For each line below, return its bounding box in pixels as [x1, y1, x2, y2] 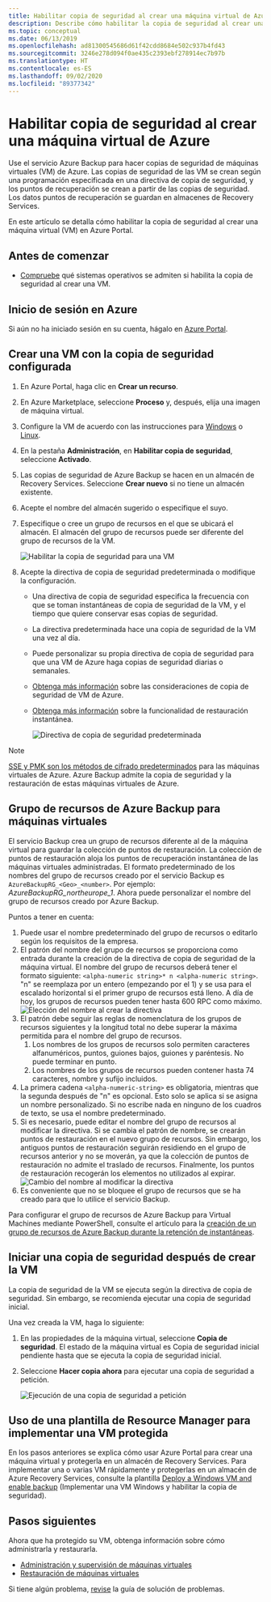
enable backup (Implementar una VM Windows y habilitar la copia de [8, 1482, 238, 1492]
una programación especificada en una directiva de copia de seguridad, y [8, 176, 254, 185]
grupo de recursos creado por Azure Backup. [8, 896, 160, 906]
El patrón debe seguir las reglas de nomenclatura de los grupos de [19, 1013, 242, 1023]
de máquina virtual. [19, 405, 85, 415]
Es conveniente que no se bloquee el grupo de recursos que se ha [19, 1185, 241, 1195]
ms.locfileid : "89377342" [8, 79, 95, 87]
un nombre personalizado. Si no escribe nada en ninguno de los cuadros [19, 1100, 262, 1109]
